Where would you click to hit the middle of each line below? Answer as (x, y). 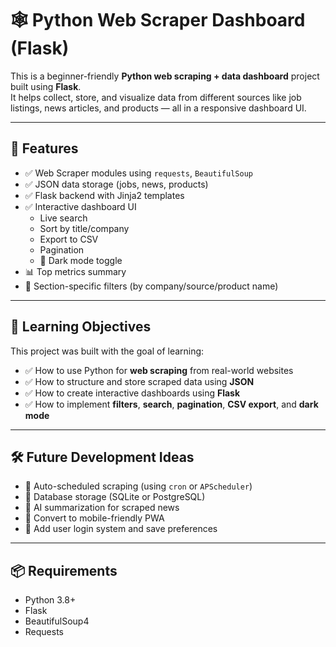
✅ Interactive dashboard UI (80, 206)
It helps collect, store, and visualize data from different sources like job (156, 97)
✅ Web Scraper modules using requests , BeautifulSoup (138, 173)
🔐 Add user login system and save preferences (121, 529)
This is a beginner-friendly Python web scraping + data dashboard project (165, 76)
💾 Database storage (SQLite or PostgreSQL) (115, 497)
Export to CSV (69, 239)
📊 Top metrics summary (75, 271)
